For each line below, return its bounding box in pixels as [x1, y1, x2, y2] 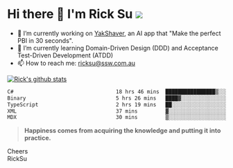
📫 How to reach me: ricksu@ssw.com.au [17, 59, 136, 67]
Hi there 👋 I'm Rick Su [7, 6, 133, 22]
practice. [24, 134, 51, 142]
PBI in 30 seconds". [17, 36, 74, 44]
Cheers [7, 147, 28, 156]
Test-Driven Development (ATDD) [17, 51, 114, 59]
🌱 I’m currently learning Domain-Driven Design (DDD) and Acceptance [17, 44, 218, 52]
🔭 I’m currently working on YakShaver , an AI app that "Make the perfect [17, 29, 221, 37]
